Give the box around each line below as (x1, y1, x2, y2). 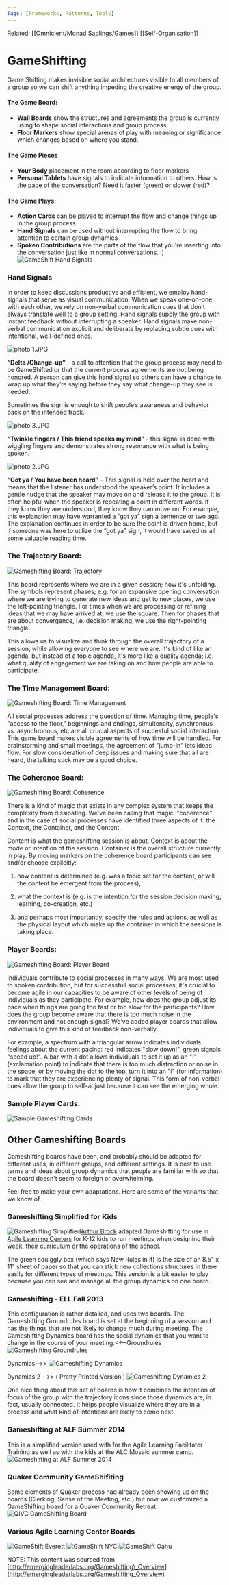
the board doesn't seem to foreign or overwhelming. (7, 1174, 154, 1182)
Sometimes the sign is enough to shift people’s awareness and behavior (7, 401, 210, 409)
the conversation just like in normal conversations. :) (16, 248, 164, 257)
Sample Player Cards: (7, 1098, 81, 1108)
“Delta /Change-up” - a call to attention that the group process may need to (7, 358, 223, 367)
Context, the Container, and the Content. (7, 824, 122, 832)
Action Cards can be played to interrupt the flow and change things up (16, 212, 217, 220)
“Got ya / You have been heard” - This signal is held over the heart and (7, 476, 209, 484)
